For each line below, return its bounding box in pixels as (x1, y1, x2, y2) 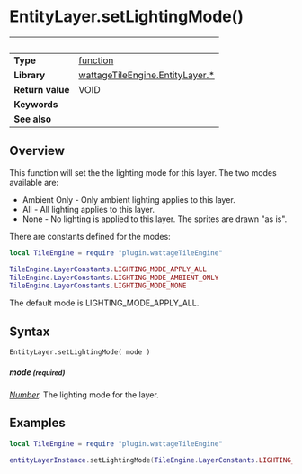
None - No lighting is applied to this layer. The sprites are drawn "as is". (22, 214, 288, 224)
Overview (9, 143, 66, 159)
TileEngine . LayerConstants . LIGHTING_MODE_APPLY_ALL (9, 264, 207, 274)
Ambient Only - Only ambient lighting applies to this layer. (22, 194, 235, 205)
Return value (13, 83, 70, 96)
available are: (9, 177, 59, 187)
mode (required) (9, 367, 66, 378)
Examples (9, 415, 66, 431)
